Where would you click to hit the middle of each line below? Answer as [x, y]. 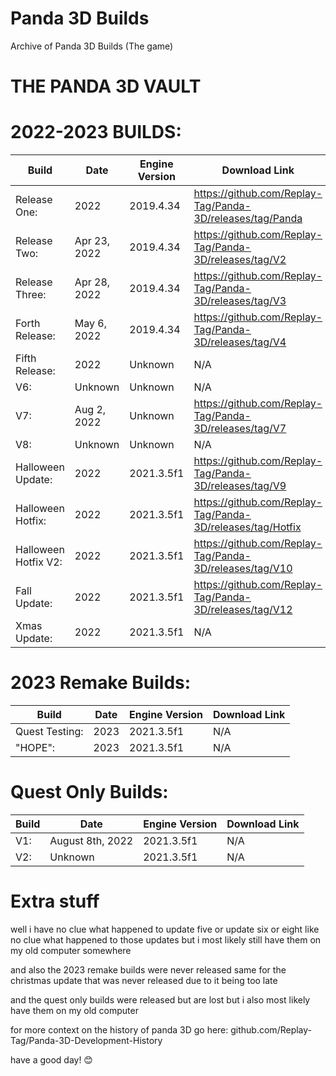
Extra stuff [55, 901]
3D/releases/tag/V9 [240, 486]
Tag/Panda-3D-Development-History [86, 1040]
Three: [31, 295]
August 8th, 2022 [91, 840]
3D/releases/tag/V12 [243, 610]
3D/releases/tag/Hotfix [247, 527]
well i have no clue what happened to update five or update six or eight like [165, 929]
